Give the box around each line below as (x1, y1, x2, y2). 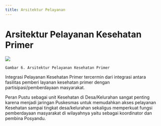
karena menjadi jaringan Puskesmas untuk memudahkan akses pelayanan (5, 99, 157, 105)
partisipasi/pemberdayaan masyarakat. (5, 84, 85, 90)
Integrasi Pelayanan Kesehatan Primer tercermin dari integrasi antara (5, 74, 146, 80)
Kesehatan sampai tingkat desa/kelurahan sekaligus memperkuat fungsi (5, 105, 153, 111)
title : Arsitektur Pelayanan (5, 7, 66, 12)
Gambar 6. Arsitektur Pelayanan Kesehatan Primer (5, 65, 110, 70)
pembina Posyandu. (5, 115, 46, 121)
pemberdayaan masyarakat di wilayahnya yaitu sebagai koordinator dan (5, 110, 153, 116)
